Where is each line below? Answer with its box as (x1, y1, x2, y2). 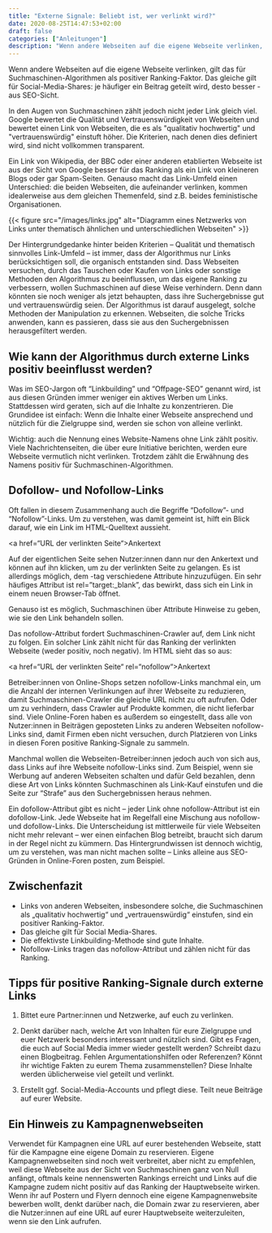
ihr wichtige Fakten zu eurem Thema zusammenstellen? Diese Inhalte (19, 1061, 253, 1070)
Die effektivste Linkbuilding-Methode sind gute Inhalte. (19, 936, 205, 945)
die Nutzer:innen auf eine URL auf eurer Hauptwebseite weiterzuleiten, (8, 1208, 245, 1218)
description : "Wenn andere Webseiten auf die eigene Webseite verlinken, (8, 42, 264, 50)
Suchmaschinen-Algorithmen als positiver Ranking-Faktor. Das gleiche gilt (8, 73, 257, 83)
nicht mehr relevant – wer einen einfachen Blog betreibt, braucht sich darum (8, 830, 263, 840)
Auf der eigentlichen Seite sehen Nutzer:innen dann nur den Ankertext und (8, 554, 258, 563)
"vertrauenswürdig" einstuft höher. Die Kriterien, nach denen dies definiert (8, 132, 258, 142)
